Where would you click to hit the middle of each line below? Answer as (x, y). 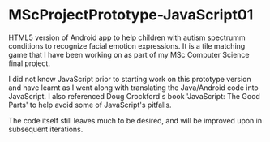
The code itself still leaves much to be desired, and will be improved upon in (135, 120)
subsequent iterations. (46, 129)
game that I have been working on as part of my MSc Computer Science (129, 54)
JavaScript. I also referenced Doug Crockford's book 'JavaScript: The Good (135, 96)
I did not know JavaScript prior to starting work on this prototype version (130, 79)
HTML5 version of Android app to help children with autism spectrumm (127, 37)
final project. (30, 63)
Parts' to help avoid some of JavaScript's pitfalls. (90, 105)
